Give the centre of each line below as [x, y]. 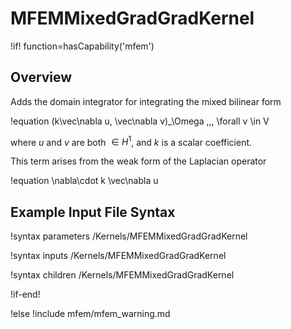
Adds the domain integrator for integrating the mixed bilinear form [146, 101]
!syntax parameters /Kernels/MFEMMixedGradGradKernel [129, 236]
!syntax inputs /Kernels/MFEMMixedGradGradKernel [118, 256]
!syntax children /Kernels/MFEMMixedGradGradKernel [122, 275]
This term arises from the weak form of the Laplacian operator [138, 161]
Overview [41, 77]
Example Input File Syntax [93, 212]
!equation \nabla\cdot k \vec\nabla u [84, 181]
